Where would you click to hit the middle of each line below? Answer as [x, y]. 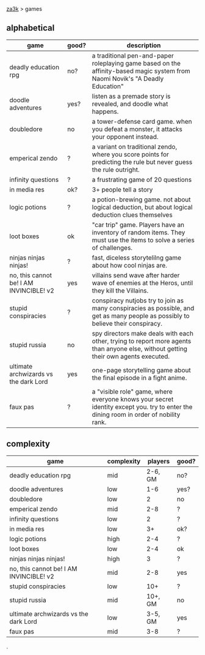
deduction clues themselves [132, 215]
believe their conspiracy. [127, 323]
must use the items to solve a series [143, 240]
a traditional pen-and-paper [133, 56]
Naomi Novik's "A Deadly [128, 78]
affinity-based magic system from [141, 71]
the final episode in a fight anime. [139, 378]
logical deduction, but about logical [142, 207]
